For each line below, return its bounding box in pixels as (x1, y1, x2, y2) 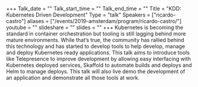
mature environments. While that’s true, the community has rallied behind (6, 37, 184, 43)
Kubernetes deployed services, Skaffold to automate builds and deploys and (6, 62, 192, 69)
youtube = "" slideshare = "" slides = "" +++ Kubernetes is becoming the (6, 24, 183, 31)
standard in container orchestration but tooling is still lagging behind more (6, 30, 186, 37)
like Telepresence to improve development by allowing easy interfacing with (6, 56, 191, 62)
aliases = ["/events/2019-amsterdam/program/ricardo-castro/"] (27, 18, 182, 24)
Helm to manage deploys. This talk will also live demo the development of (6, 68, 186, 75)
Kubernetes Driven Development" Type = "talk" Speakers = (6, 11, 151, 18)
